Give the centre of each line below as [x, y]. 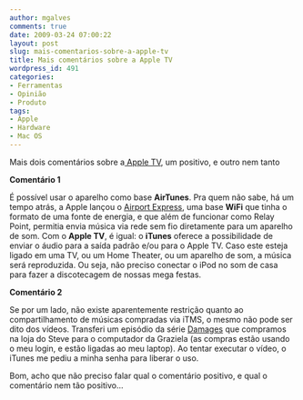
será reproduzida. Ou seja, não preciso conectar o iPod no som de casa [144, 265]
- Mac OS [26, 136]
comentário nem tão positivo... [67, 385]
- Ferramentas [36, 85]
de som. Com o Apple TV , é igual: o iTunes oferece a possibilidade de [141, 235]
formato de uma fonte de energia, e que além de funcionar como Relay [142, 216]
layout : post [34, 43]
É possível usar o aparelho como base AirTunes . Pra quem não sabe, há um [151, 197]
